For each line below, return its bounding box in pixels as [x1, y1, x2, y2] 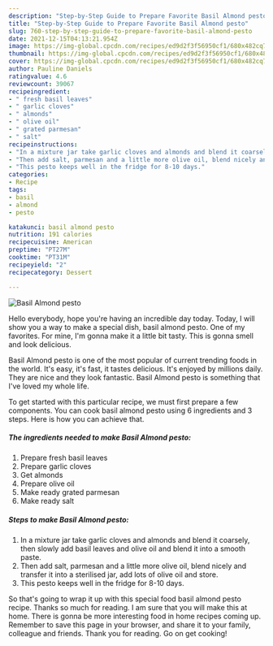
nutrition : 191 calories [8, 231, 93, 239]
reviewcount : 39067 [8, 80, 75, 88]
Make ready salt [19, 496, 75, 506]
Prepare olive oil [19, 479, 75, 488]
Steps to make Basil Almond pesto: [8, 515, 129, 525]
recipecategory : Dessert [8, 268, 93, 276]
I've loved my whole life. [8, 381, 89, 391]
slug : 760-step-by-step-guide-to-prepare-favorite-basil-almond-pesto [8, 27, 253, 35]
